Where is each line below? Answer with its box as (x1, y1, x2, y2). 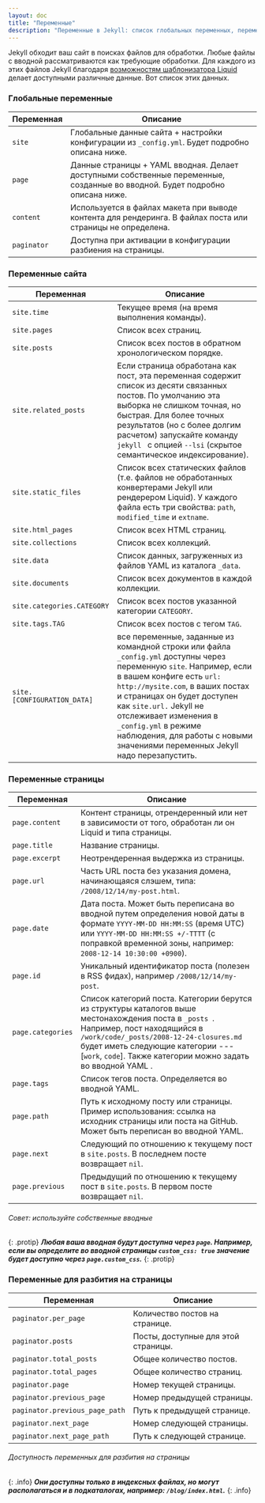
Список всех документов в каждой (117, 573, 252, 584)
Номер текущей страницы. (132, 1379, 237, 1390)
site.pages (12, 325, 53, 335)
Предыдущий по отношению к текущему (80, 1172, 237, 1183)
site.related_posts (12, 405, 85, 415)
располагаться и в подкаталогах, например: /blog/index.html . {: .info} (8, 1485, 252, 1495)
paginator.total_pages (12, 1367, 97, 1376)
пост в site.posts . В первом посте (80, 1181, 213, 1192)
